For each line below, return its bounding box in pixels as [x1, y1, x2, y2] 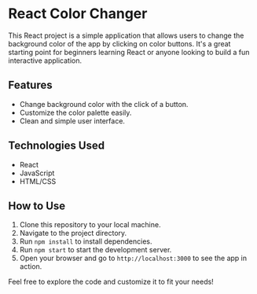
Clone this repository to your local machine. [19, 220, 161, 230]
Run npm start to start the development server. [19, 245, 172, 255]
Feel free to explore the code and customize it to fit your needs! [8, 277, 214, 287]
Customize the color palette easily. [19, 108, 132, 117]
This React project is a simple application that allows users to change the [8, 31, 244, 40]
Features [8, 79, 53, 92]
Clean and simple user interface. [19, 116, 126, 126]
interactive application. [8, 56, 83, 65]
